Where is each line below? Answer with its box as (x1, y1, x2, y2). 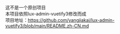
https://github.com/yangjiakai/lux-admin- (28, 17, 115, 23)
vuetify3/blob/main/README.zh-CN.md (5, 23, 89, 29)
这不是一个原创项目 (5, 5, 46, 10)
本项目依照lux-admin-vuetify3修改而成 (5, 11, 87, 17)
